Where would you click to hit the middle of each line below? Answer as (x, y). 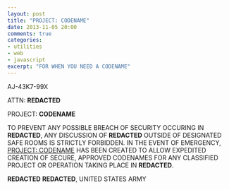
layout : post (26, 14)
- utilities (25, 47)
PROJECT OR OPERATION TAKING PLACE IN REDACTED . (91, 165)
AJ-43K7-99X (27, 86)
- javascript (26, 60)
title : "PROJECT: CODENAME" (49, 20)
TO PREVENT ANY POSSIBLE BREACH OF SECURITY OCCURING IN (106, 127)
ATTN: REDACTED (34, 100)
